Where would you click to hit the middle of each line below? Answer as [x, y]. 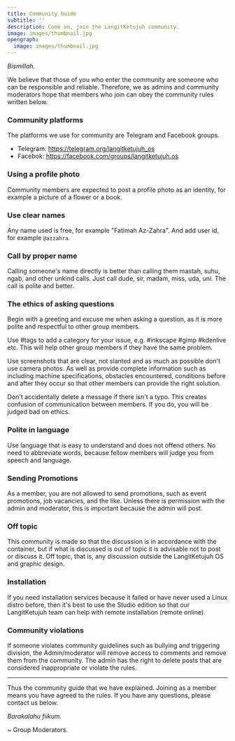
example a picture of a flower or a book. [65, 197]
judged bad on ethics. [39, 412]
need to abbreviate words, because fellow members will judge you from [111, 452]
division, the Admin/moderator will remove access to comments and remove [117, 653]
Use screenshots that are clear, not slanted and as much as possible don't [114, 361]
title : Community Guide [42, 14]
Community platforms [45, 120]
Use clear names [36, 215]
